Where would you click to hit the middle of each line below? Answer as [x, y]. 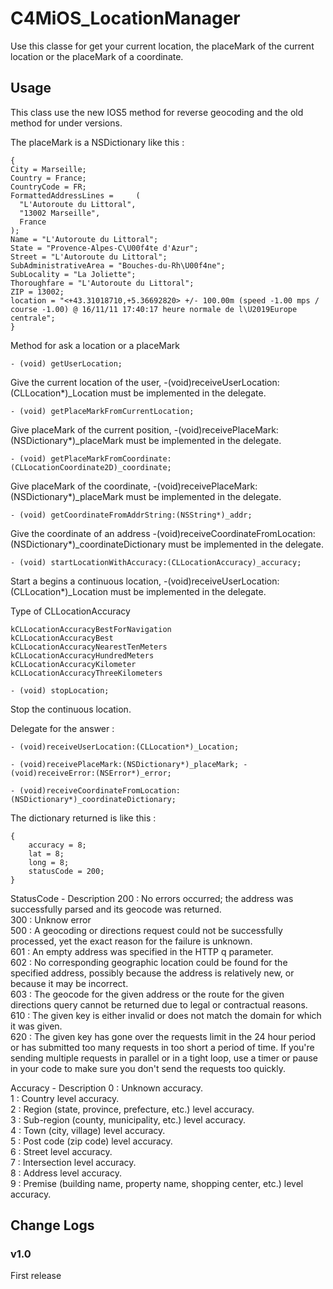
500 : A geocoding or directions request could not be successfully [146, 930]
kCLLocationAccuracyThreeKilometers [86, 673]
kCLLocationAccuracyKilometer [73, 664]
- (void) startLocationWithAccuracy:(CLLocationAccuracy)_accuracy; [156, 562]
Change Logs [52, 1225]
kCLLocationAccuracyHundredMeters [82, 655]
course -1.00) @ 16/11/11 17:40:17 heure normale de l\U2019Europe [154, 309]
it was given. [36, 1026]
